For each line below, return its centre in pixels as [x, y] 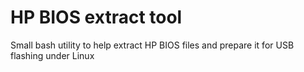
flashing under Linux [52, 55]
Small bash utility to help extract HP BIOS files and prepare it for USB [152, 45]
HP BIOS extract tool [96, 17]
